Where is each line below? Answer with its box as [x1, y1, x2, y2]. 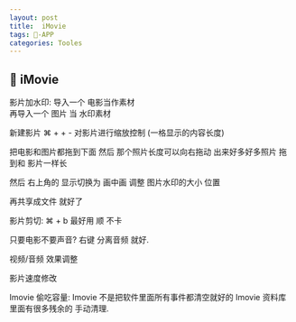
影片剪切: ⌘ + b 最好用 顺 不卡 [9, 216, 123, 226]
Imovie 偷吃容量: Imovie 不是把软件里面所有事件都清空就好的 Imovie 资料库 [9, 292, 287, 303]
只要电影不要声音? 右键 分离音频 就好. [9, 235, 150, 245]
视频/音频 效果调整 [9, 253, 79, 264]
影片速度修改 [9, 272, 57, 284]
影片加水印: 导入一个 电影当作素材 [9, 97, 135, 108]
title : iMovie [9, 22, 67, 31]
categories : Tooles [9, 38, 83, 48]
